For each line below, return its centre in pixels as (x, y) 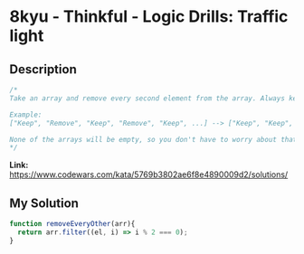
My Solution (44, 203)
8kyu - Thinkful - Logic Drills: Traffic (149, 17)
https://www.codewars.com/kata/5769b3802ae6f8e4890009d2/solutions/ (149, 174)
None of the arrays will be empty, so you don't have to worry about (143, 139)
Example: (26, 115)
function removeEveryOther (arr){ (72, 224)
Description (43, 69)
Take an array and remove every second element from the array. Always (147, 98)
